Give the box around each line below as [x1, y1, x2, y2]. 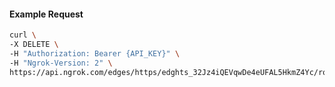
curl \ [9, 30, 37, 40]
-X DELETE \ [9, 40, 59, 50]
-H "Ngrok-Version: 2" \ [9, 58, 113, 68]
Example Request [9, 8, 84, 20]
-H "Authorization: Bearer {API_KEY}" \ [9, 48, 181, 59]
